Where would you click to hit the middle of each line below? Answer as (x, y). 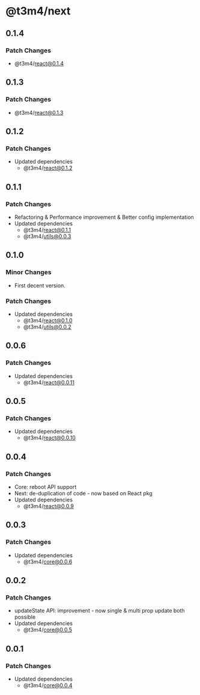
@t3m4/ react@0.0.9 (49, 506)
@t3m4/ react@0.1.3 (39, 112)
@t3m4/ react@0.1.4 (39, 63)
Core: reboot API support (45, 487)
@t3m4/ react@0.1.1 (47, 230)
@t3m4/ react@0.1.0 (48, 320)
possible (25, 617)
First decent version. (40, 285)
